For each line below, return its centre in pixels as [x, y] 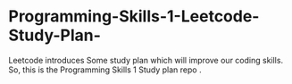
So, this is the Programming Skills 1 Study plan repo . [105, 70]
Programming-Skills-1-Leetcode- [134, 17]
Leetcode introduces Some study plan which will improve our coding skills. [146, 60]
